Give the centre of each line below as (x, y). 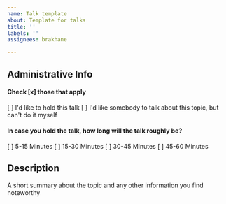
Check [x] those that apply (47, 92)
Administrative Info (50, 74)
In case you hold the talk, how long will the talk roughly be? (95, 131)
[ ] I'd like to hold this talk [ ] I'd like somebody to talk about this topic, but (113, 107)
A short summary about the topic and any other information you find (105, 185)
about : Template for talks (47, 20)
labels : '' (23, 33)
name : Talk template (37, 14)
